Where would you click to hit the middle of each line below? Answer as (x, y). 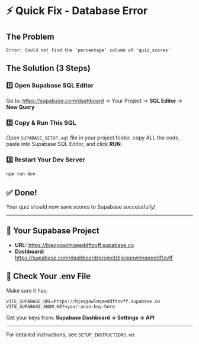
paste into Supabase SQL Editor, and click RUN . (64, 144)
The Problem (30, 36)
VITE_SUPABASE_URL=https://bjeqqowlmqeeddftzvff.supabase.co (83, 301)
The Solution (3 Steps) (48, 68)
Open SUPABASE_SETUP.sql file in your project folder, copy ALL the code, (93, 137)
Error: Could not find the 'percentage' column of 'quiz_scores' (88, 50)
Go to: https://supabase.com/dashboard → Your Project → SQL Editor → (94, 100)
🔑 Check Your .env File (48, 276)
